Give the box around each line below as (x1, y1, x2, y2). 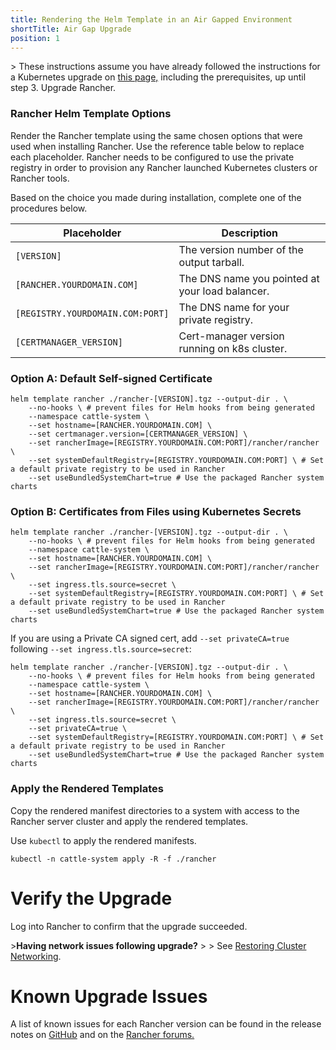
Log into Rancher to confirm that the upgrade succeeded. (10, 920, 248, 932)
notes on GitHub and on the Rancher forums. (10, 1029, 195, 1041)
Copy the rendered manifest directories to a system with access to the (10, 804, 300, 816)
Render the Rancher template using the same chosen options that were (10, 129, 303, 141)
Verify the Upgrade (10, 887, 173, 910)
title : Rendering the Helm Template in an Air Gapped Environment (10, 14, 293, 25)
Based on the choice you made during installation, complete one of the (10, 191, 302, 203)
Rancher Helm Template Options (10, 107, 172, 121)
